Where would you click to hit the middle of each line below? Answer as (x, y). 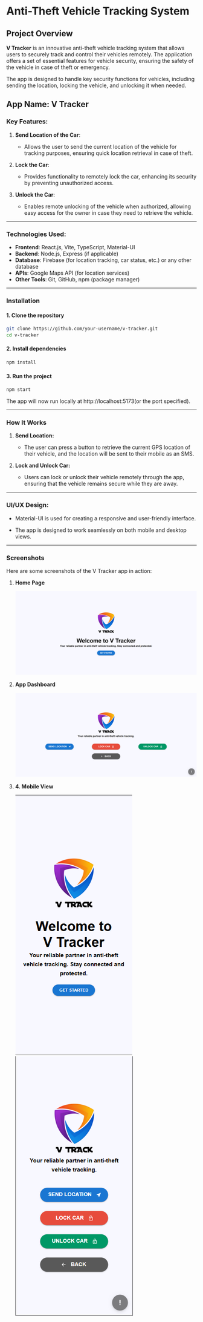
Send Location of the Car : (47, 135)
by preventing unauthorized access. (69, 183)
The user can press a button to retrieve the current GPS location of (107, 447)
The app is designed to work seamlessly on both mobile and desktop (101, 530)
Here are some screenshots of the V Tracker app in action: (79, 571)
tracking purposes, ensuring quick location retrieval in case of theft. (108, 153)
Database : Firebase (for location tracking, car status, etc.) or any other (103, 260)
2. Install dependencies (36, 348)
